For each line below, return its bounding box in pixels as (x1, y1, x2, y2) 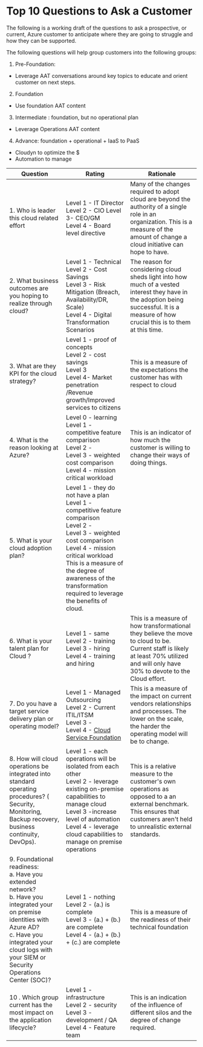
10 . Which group (9, 993, 59, 1001)
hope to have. (130, 248, 169, 256)
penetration (65, 381, 99, 389)
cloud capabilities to (65, 830, 123, 838)
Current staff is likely (130, 644, 189, 652)
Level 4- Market (65, 373, 112, 381)
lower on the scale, (130, 714, 184, 723)
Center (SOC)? (9, 976, 51, 984)
